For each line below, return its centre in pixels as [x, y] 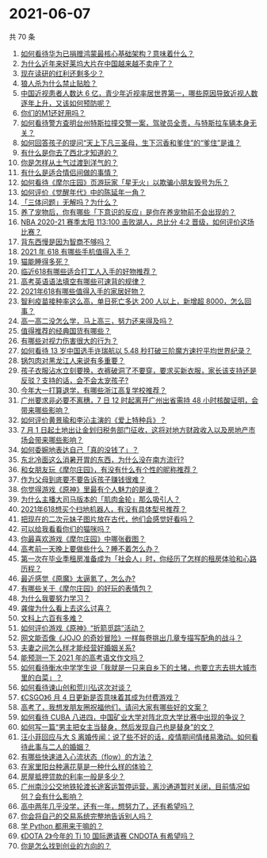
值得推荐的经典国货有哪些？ [66, 330]
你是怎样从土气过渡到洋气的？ [69, 162]
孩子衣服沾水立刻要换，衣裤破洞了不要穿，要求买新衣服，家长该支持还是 [138, 370]
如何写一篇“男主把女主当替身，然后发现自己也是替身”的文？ [117, 726]
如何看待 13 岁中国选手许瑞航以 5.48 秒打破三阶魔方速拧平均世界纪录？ [136, 350]
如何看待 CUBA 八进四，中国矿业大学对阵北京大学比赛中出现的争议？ [133, 717]
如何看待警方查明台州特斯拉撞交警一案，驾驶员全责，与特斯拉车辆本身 [135, 123]
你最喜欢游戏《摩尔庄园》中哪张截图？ [83, 539]
